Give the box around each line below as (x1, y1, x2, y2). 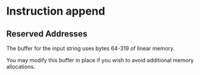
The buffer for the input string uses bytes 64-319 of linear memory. (6, 45, 175, 52)
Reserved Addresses (6, 29, 88, 39)
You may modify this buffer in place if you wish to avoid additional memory (6, 57, 194, 63)
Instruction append (6, 4, 105, 18)
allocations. (6, 63, 35, 70)
